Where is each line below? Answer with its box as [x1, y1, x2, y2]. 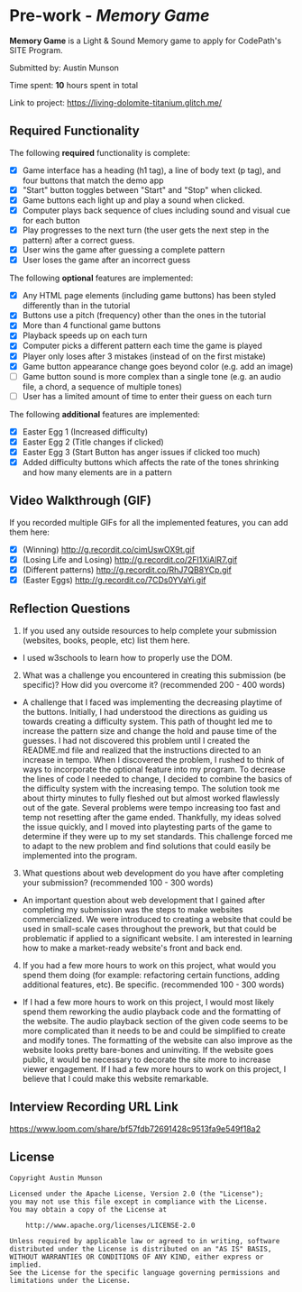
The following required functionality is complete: [9, 147, 191, 158]
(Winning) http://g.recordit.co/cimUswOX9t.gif [22, 544, 196, 554]
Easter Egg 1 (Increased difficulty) [22, 426, 149, 437]
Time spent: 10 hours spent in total [9, 79, 138, 90]
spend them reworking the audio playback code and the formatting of [22, 1006, 281, 1017]
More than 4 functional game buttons [22, 320, 161, 331]
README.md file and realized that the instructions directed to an [22, 745, 261, 756]
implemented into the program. [22, 849, 138, 861]
